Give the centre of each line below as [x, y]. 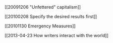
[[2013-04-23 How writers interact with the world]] [56, 35]
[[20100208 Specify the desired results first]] [51, 16]
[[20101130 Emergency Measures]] [40, 26]
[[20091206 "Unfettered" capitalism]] [43, 7]
